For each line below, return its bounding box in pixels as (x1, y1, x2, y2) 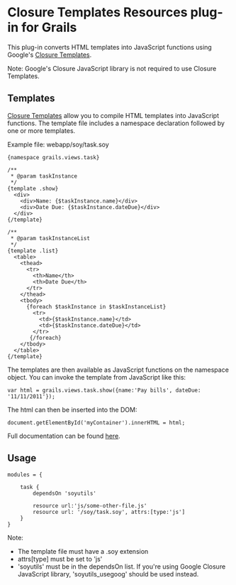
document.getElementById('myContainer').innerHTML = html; (7, 419, 186, 426)
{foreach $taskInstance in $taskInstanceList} (26, 303, 167, 310)
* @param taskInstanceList (10, 235, 91, 242)
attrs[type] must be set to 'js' (17, 554, 103, 563)
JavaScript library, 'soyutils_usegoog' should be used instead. (17, 569, 199, 578)
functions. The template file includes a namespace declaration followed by (7, 119, 225, 127)
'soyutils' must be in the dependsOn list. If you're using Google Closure (17, 562, 226, 571)
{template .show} (7, 185, 59, 192)
